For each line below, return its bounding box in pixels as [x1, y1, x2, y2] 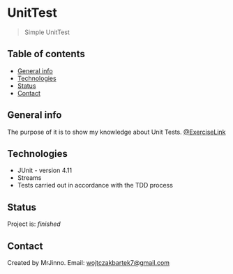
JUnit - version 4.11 [17, 166, 72, 175]
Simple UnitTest [24, 28, 70, 36]
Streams [17, 174, 42, 182]
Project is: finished [7, 220, 61, 228]
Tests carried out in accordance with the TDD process [17, 181, 173, 190]
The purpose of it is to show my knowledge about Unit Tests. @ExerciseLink [7, 128, 226, 136]
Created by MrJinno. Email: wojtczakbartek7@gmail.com [7, 259, 170, 266]
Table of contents [7, 48, 85, 60]
